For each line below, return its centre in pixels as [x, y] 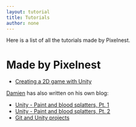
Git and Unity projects [42, 118]
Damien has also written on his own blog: [57, 93]
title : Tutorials [28, 18]
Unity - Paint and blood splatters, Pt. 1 [62, 105]
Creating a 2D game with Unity [53, 82]
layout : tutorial [28, 12]
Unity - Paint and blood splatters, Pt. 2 [63, 111]
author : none [23, 23]
